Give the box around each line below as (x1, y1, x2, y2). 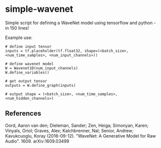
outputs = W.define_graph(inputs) (5, 83, 76, 88)
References (5, 110, 41, 118)
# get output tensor (5, 78, 48, 83)
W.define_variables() (5, 70, 50, 75)
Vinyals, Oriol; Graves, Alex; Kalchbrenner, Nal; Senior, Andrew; (5, 127, 134, 134)
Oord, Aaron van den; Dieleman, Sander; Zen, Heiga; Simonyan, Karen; (5, 122, 149, 128)
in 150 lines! (5, 25, 29, 31)
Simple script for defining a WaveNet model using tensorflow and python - (5, 20, 156, 26)
